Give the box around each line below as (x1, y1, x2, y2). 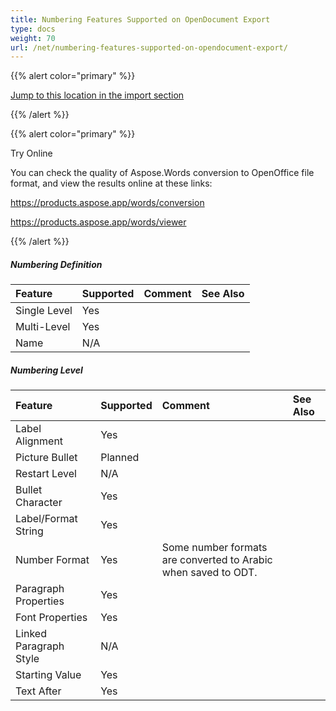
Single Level (15, 304, 73, 318)
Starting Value (15, 668, 82, 682)
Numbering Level (10, 364, 83, 376)
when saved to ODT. (161, 566, 258, 580)
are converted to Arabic (161, 553, 273, 567)
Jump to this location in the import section (10, 89, 185, 101)
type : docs (10, 24, 56, 34)
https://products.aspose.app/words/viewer (10, 216, 187, 228)
